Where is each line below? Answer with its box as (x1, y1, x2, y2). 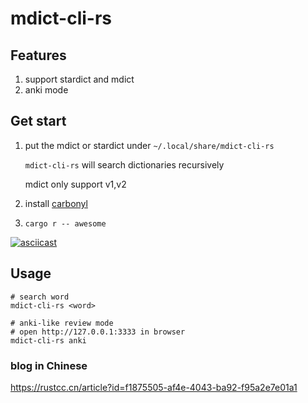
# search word (10, 292, 70, 302)
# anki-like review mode (10, 318, 114, 328)
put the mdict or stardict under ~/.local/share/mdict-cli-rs (24, 139, 275, 151)
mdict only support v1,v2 (24, 178, 127, 190)
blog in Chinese (10, 358, 88, 372)
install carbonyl (24, 197, 88, 209)
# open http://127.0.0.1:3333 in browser (10, 327, 186, 337)
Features (10, 47, 67, 64)
